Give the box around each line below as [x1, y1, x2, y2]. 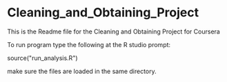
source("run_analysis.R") [7, 53, 78, 62]
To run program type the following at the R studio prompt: [7, 40, 171, 49]
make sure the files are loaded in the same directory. [7, 67, 157, 75]
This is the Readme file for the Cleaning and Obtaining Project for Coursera [7, 27, 221, 36]
